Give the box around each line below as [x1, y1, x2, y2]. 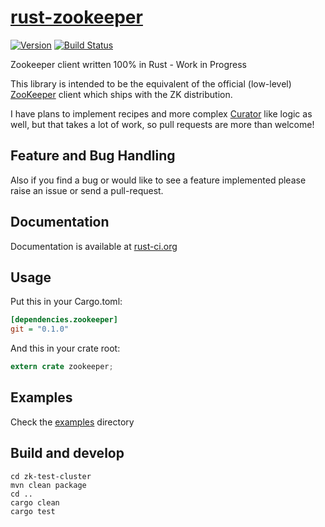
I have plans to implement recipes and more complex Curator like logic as [10, 107, 313, 120]
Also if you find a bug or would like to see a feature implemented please [10, 174, 307, 186]
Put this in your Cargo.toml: [10, 296, 123, 308]
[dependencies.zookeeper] [10, 315, 118, 325]
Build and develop [10, 445, 125, 462]
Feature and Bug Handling [10, 147, 176, 165]
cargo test [10, 506, 56, 516]
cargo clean [10, 497, 60, 508]
